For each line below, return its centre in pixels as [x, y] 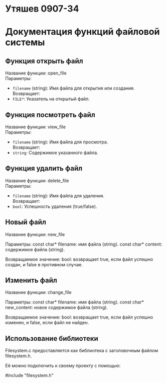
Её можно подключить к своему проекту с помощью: [63, 366]
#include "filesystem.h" [29, 375]
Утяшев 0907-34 [42, 9]
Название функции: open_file [36, 73]
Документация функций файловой [82, 32]
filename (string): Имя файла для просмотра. [60, 142]
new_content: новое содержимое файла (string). [56, 308]
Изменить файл [31, 281]
